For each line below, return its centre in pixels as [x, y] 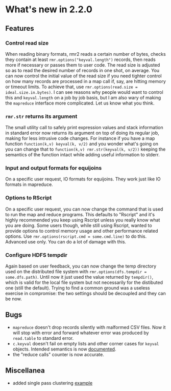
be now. [14, 299]
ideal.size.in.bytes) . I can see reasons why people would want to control [84, 92]
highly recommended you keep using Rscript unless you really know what [83, 220]
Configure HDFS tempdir [36, 255]
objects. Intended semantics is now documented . [64, 349]
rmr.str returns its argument [41, 116]
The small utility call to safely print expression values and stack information [84, 128]
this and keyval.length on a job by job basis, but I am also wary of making [83, 97]
